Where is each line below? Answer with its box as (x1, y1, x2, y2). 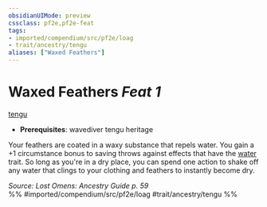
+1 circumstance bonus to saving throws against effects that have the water (8, 148, 257, 158)
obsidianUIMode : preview (8, 11, 91, 20)
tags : (8, 26, 26, 34)
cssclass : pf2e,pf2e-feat (8, 19, 94, 27)
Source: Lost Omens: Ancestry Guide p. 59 (8, 181, 149, 190)
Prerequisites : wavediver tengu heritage (19, 124, 154, 134)
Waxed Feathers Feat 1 (8, 83, 162, 101)
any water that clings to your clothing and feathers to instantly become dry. (8, 165, 255, 175)
